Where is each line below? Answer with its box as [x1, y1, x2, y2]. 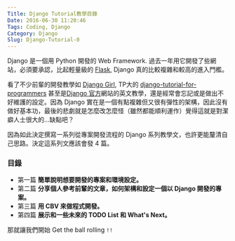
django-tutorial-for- [140, 80, 197, 89]
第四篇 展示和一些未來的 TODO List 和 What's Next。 [17, 211, 171, 219]
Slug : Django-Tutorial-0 [7, 37, 80, 44]
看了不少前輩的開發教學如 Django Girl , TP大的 [7, 80, 139, 89]
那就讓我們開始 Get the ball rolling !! [7, 226, 114, 234]
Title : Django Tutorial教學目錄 [7, 10, 98, 18]
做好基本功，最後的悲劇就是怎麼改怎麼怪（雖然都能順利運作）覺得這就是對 [7, 107, 222, 115]
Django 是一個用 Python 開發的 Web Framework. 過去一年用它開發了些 [7, 57, 210, 65]
